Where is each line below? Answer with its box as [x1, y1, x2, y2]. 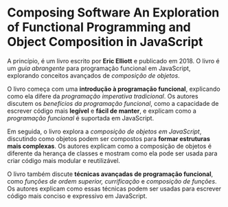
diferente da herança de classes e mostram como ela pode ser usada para [7, 149, 218, 157]
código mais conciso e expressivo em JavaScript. [7, 191, 148, 200]
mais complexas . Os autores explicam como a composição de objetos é [7, 142, 212, 150]
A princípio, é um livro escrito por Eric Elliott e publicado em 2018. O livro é [7, 56, 220, 65]
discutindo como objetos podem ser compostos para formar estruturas [7, 134, 211, 142]
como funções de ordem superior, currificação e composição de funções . [7, 177, 218, 185]
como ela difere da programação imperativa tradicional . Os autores [7, 91, 198, 100]
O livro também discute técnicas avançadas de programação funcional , [7, 170, 214, 178]
